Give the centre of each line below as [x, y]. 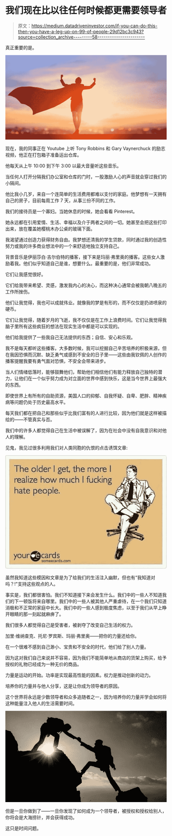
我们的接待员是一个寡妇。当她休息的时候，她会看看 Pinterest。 [71, 212]
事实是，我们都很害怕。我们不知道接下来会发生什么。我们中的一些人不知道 [84, 595]
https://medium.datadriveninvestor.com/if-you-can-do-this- [94, 26]
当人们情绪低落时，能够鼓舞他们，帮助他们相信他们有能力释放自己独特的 [81, 372]
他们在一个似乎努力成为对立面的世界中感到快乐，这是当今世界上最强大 [93, 379]
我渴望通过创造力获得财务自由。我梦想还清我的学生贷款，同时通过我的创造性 [86, 240]
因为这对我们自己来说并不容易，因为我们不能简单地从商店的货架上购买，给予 [86, 658]
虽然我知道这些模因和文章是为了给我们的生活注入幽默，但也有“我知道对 [80, 578]
